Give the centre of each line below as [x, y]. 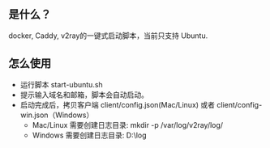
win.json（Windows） [57, 115]
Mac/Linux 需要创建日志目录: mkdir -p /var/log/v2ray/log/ [128, 125]
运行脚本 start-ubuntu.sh [61, 84]
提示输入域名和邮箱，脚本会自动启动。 [84, 95]
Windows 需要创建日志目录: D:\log [90, 135]
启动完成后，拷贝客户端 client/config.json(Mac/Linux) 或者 [118, 104]
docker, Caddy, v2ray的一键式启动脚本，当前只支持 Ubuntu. [108, 36]
